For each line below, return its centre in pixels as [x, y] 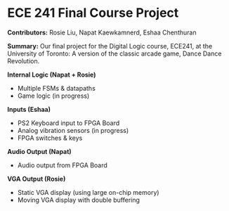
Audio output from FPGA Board [62, 165]
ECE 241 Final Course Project [93, 13]
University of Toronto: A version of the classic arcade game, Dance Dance [115, 53]
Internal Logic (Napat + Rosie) [52, 75]
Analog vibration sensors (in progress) [73, 130]
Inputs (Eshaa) [29, 109]
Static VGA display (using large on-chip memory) [88, 192]
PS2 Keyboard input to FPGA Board [68, 123]
